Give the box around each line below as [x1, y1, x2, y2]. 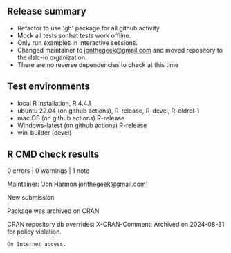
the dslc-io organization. [17, 53, 88, 62]
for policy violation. [7, 227, 62, 236]
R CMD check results [7, 149, 100, 160]
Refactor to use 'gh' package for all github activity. [17, 24, 161, 32]
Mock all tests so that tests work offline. [17, 31, 131, 39]
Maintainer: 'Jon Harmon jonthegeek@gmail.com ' [7, 180, 148, 189]
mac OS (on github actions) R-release [17, 113, 125, 122]
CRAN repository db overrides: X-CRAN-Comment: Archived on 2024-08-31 [7, 221, 225, 229]
